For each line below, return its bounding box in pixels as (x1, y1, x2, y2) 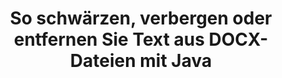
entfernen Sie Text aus (13, 28, 205, 51)
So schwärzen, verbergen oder (9, 7, 273, 30)
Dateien (69, 50, 136, 72)
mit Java (139, 50, 213, 72)
